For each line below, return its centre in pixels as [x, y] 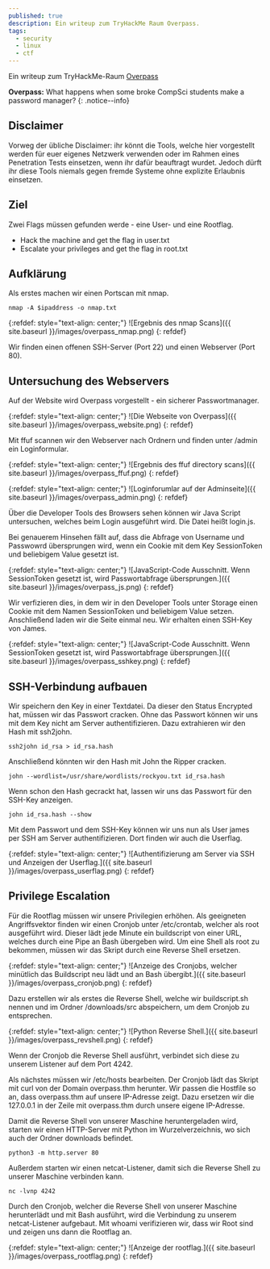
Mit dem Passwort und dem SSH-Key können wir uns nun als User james [129, 830]
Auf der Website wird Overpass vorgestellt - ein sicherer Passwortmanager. [134, 401]
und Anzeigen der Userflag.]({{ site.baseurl [80, 862]
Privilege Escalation [59, 896]
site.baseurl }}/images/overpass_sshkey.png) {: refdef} [100, 662]
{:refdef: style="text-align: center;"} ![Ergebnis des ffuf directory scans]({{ [132, 465]
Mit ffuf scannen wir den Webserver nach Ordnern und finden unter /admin [133, 440]
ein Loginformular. [39, 449]
